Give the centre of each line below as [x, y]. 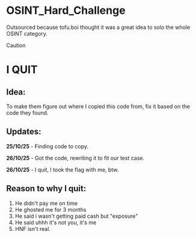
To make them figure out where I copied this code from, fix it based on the [98, 106]
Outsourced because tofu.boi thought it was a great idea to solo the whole [98, 27]
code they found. [27, 113]
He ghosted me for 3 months [51, 209]
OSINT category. [27, 33]
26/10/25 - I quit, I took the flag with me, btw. [63, 169]
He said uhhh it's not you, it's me [56, 222]
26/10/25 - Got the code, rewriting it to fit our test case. [75, 158]
